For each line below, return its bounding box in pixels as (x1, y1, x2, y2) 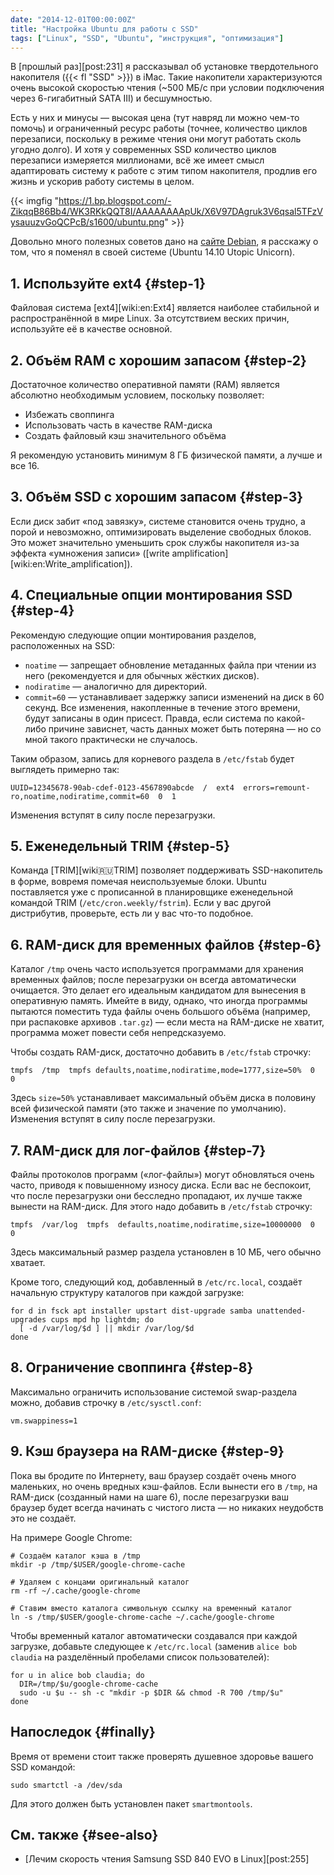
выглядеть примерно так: (10, 763, 120, 775)
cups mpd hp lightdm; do (50, 1315, 155, 1325)
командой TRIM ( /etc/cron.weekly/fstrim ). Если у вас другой (10, 897, 272, 909)
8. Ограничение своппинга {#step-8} (10, 1359, 254, 1376)
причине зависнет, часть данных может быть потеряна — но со (48, 722, 322, 735)
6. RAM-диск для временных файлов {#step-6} (10, 936, 322, 953)
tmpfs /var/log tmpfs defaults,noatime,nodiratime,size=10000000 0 (10, 1220, 315, 1230)
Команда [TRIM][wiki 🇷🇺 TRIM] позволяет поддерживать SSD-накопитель (10, 864, 323, 876)
